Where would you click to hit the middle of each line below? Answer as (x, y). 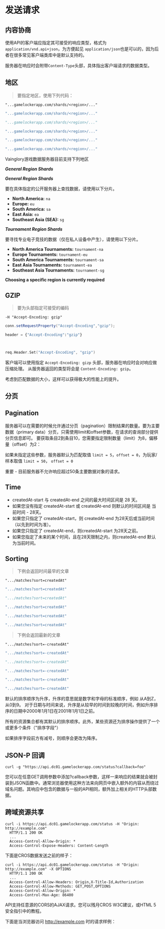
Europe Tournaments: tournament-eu (50, 254)
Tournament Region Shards (34, 229)
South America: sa (31, 209)
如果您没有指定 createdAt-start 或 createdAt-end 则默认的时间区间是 (81, 506)
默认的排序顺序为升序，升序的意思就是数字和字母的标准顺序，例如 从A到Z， (82, 699)
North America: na (31, 199)
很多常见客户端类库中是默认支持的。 (50, 55)
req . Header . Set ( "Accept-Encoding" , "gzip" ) (50, 352)
